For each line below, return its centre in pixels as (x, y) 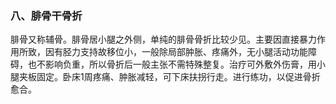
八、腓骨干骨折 (46, 15)
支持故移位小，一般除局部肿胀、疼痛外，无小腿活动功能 (193, 52)
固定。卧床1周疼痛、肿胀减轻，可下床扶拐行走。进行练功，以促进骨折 (178, 77)
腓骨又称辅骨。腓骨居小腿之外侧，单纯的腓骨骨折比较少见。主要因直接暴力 (163, 39)
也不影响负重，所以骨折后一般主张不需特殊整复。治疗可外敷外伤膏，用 (172, 64)
